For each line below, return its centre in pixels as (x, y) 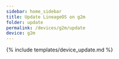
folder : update (25, 22)
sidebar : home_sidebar (34, 11)
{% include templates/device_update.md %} (60, 50)
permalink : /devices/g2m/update (46, 28)
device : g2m (21, 33)
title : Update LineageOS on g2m (46, 17)
